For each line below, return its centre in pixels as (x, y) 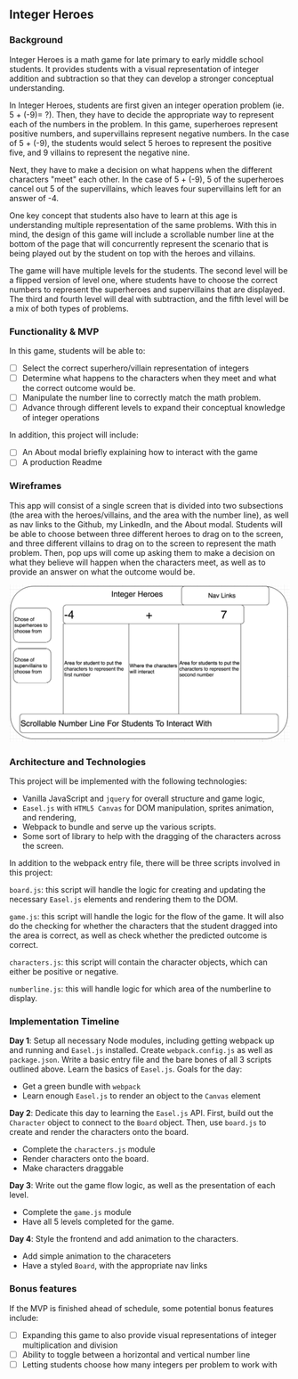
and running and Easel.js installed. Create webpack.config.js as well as (141, 1050)
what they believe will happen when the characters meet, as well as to (137, 562)
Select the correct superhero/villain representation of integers (135, 368)
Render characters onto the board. (85, 1159)
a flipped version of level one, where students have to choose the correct (144, 280)
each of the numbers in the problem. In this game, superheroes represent (144, 124)
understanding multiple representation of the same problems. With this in (143, 224)
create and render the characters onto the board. (99, 1132)
